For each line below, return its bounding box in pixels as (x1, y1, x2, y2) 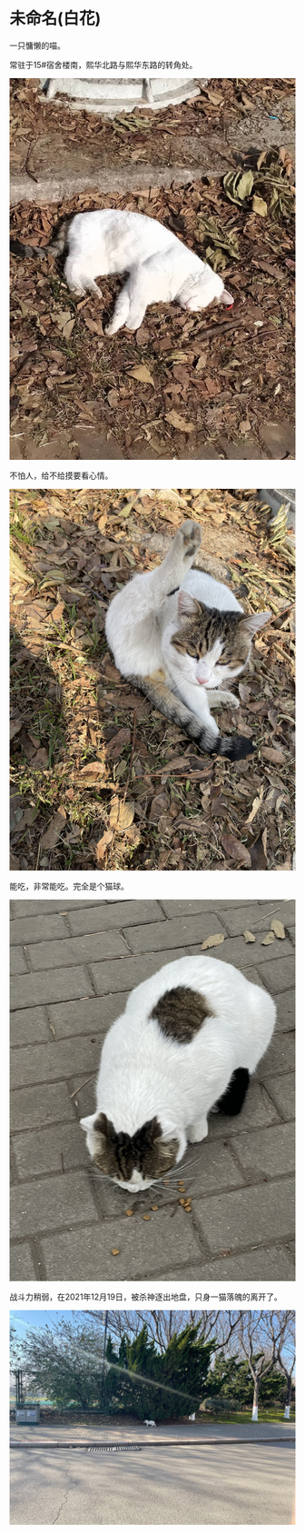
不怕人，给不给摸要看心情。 (9, 470, 113, 481)
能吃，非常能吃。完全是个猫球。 (9, 881, 129, 892)
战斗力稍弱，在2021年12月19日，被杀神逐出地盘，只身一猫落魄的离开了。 (9, 1291, 283, 1302)
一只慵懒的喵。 (9, 40, 65, 51)
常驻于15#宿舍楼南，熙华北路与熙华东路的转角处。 (9, 59, 198, 70)
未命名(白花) (9, 8, 102, 29)
